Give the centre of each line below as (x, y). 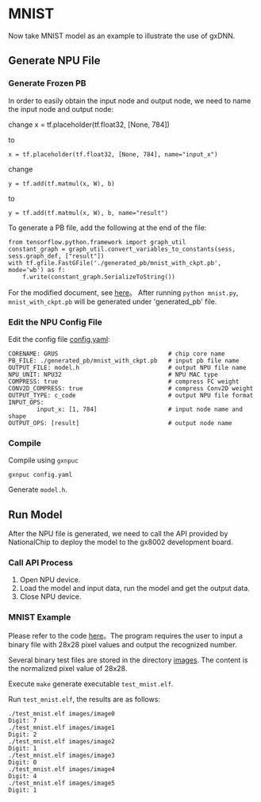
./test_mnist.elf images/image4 (61, 769)
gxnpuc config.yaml (40, 475)
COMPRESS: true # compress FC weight (124, 382)
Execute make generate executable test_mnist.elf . (91, 684)
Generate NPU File (54, 61)
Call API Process (41, 562)
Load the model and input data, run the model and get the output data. (134, 589)
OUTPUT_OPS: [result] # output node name (120, 423)
